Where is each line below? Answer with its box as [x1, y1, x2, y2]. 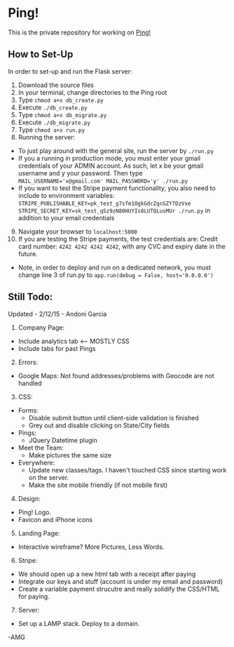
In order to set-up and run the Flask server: [8, 67, 132, 75]
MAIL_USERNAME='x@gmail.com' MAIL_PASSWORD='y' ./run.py [18, 178, 188, 185]
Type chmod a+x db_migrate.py [18, 110, 107, 119]
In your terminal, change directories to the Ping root [18, 88, 167, 96]
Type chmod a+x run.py [18, 125, 85, 134]
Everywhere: [18, 458, 55, 467]
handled [18, 379, 42, 387]
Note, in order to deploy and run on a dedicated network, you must [18, 263, 211, 272]
